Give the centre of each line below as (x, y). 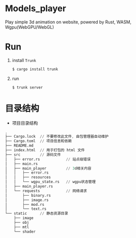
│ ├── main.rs (21, 164)
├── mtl (21, 227)
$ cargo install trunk (35, 69)
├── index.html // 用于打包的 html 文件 (45, 150)
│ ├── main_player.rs (29, 186)
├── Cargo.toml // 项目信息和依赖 (38, 141)
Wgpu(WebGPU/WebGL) (30, 27)
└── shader (25, 232)
